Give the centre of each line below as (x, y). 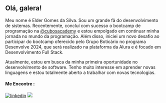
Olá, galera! (23, 8)
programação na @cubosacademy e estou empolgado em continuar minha (82, 31)
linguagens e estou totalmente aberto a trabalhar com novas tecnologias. (80, 72)
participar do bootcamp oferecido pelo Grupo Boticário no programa (75, 41)
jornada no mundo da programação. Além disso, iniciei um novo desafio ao (82, 36)
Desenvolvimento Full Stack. (34, 52)
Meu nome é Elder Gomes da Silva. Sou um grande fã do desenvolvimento (82, 20)
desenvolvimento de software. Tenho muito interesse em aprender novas (80, 67)
